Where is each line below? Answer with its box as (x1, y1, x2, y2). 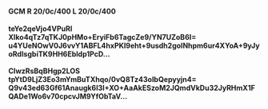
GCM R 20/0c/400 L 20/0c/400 (8, 6, 116, 16)
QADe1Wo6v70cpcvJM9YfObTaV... (8, 91, 128, 101)
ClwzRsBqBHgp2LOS (8, 66, 80, 76)
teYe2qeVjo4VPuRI (8, 24, 73, 33)
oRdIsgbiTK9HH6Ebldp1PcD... (8, 49, 110, 59)
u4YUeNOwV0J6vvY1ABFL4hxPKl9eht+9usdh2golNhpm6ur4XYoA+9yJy (8, 41, 260, 51)
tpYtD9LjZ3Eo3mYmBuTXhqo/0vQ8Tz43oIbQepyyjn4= (8, 75, 198, 84)
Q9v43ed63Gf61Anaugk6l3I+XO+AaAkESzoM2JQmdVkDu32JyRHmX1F (8, 84, 256, 93)
